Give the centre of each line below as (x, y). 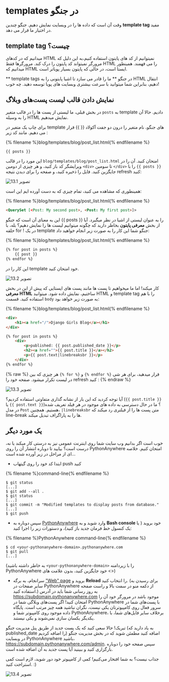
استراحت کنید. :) (21, 664)
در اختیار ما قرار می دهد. (29, 30)
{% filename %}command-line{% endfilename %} (58, 473)
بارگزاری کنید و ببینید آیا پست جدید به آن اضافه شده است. (59, 649)
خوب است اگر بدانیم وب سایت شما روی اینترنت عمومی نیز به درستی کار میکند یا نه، (84, 443)
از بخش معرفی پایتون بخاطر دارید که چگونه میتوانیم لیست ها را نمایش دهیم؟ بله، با (83, 225)
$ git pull (17, 551)
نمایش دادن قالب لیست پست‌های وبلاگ (60, 100)
